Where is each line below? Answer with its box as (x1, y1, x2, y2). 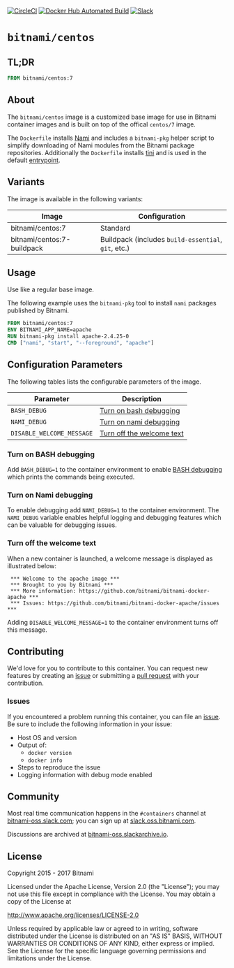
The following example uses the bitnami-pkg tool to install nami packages (7, 299, 217, 308)
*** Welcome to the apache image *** (10, 575, 120, 582)
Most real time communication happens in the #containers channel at (7, 809, 207, 818)
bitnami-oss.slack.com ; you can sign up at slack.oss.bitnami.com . (7, 816, 196, 825)
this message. (7, 626, 47, 634)
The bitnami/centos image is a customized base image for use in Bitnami (7, 113, 217, 121)
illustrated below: (7, 561, 57, 570)
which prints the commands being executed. (7, 472, 135, 481)
